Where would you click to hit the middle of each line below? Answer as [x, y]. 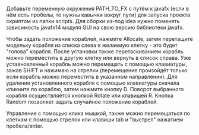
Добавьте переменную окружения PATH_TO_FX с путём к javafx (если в [97, 9]
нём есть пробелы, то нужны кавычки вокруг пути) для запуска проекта [98, 15]
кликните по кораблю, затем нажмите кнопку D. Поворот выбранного [95, 89]
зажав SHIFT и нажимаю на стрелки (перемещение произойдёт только [97, 70]
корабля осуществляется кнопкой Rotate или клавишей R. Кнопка [90, 95]
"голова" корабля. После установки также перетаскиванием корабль [95, 52]
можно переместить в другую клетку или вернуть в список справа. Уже [99, 58]
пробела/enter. [25, 126]
